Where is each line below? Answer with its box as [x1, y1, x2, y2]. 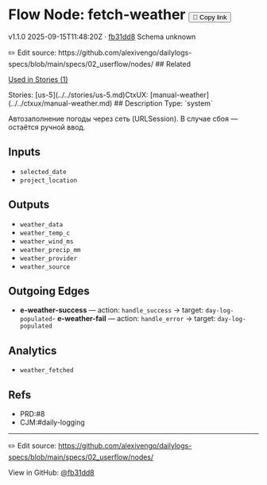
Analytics [8, 343, 57, 357]
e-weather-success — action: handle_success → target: [19, 305, 204, 315]
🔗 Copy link [192, 14, 227, 21]
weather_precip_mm [19, 246, 81, 254]
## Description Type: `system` [114, 98, 213, 108]
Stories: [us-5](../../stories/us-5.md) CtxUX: [8, 90, 149, 99]
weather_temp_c [19, 229, 71, 237]
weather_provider [19, 254, 78, 262]
